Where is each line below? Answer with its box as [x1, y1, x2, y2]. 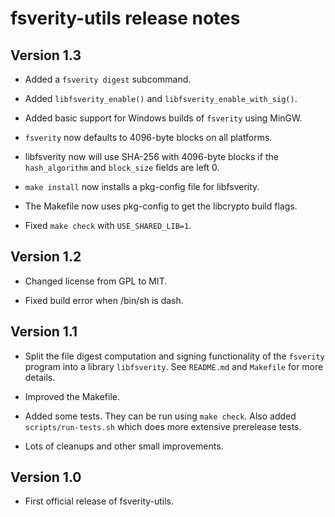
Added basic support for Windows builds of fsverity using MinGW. [24, 112, 303, 124]
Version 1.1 [10, 323, 78, 341]
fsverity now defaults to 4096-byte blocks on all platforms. [24, 132, 273, 143]
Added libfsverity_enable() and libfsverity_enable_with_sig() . [24, 93, 298, 104]
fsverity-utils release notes [10, 7, 241, 30]
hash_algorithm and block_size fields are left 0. [24, 162, 220, 173]
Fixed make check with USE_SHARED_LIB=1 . [24, 220, 192, 231]
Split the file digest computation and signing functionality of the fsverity [24, 350, 325, 362]
